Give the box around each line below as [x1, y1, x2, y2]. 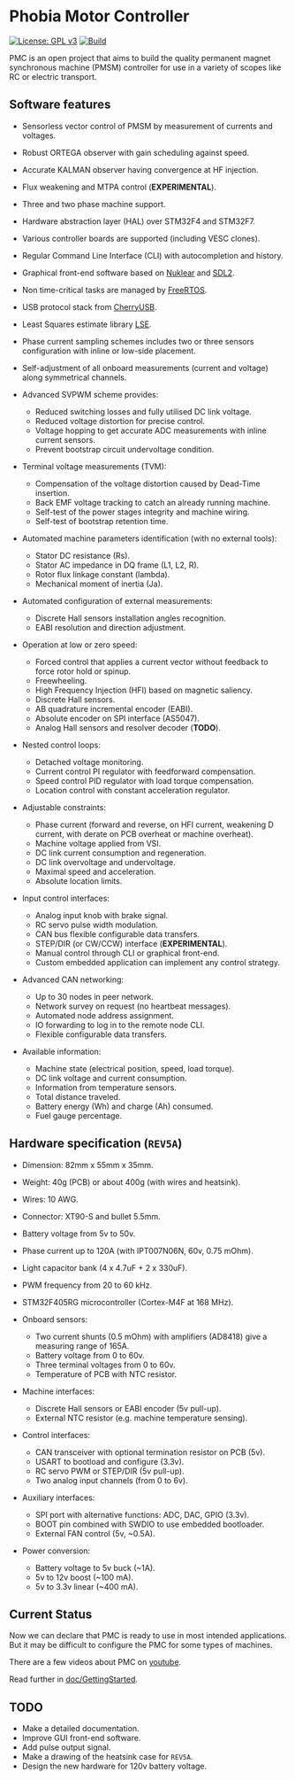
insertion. [34, 487, 70, 498]
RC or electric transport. [9, 71, 97, 81]
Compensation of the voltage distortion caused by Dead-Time [34, 478, 261, 489]
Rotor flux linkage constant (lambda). [34, 569, 170, 579]
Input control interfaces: [21, 893, 110, 903]
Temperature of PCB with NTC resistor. [34, 1368, 178, 1379]
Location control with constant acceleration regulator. [34, 785, 231, 795]
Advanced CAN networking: [21, 974, 125, 985]
